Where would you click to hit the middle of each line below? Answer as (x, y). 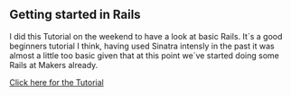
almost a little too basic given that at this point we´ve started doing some (145, 55)
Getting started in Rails (75, 15)
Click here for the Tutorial (56, 82)
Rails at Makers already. (54, 65)
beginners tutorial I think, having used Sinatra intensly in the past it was (142, 46)
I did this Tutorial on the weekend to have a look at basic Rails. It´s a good (146, 36)
